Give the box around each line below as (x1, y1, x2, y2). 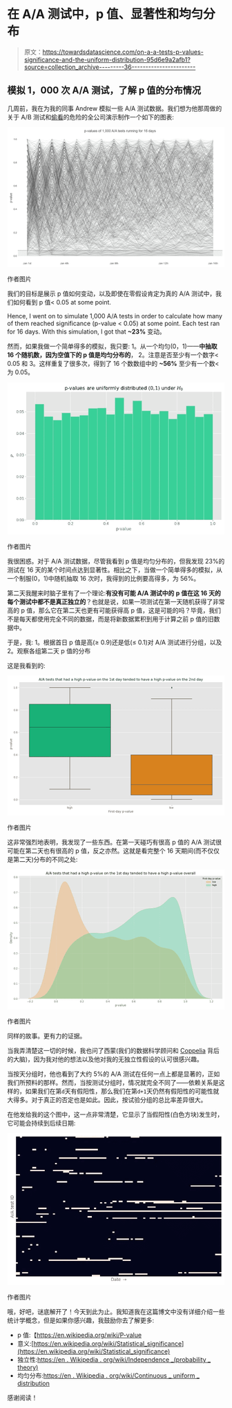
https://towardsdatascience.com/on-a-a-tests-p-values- (42, 48, 204, 56)
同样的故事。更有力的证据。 (7, 1032, 86, 1040)
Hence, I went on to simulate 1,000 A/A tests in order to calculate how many (7, 311, 223, 320)
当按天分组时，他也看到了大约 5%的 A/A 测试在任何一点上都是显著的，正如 (7, 1070, 220, 1078)
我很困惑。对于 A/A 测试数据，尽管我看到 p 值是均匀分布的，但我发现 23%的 (7, 557, 225, 565)
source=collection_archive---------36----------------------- (23, 63, 196, 71)
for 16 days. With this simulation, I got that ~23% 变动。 (7, 327, 166, 336)
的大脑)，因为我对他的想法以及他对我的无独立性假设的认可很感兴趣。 (7, 1054, 204, 1063)
